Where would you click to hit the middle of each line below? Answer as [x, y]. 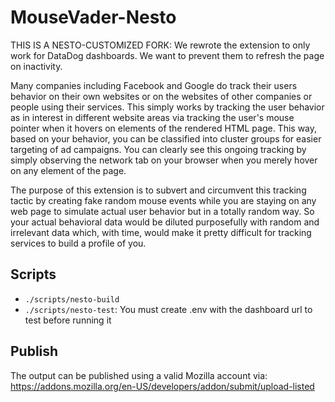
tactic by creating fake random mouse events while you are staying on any [163, 200]
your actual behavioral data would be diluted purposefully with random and [165, 222]
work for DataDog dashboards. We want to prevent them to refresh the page [167, 55]
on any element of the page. [68, 170]
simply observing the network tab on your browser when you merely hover [164, 160]
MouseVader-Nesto [93, 17]
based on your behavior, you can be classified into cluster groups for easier [166, 138]
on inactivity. [36, 66]
